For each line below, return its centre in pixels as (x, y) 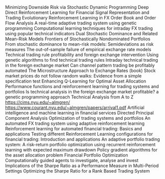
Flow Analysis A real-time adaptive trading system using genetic (71, 23)
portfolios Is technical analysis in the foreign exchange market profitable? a (82, 92)
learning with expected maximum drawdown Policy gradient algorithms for (81, 150)
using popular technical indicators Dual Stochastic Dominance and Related (82, 34)
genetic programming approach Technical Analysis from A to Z (69, 97)
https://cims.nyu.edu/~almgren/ (38, 102)
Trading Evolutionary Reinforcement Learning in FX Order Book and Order (81, 18)
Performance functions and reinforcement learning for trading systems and (82, 86)
